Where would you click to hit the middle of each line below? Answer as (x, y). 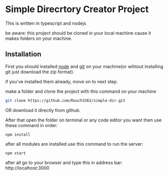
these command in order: (32, 125)
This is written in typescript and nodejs (46, 23)
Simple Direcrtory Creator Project (77, 9)
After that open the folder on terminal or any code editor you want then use (83, 120)
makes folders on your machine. (39, 38)
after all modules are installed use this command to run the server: (74, 144)
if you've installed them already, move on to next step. (61, 81)
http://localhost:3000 (27, 168)
